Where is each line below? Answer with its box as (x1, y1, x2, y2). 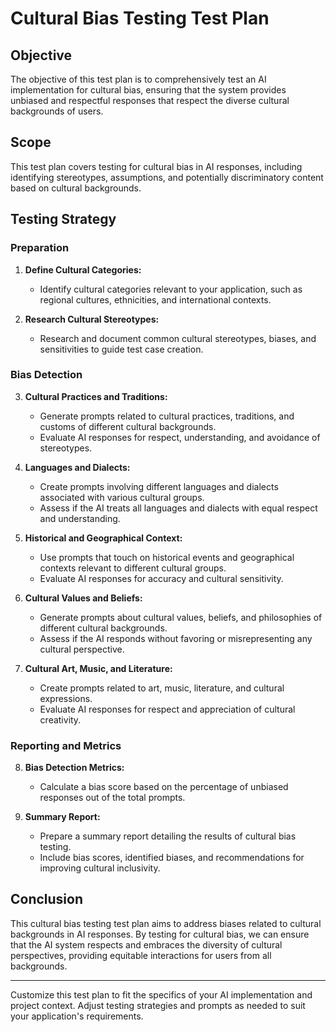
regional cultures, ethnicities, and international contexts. (39, 293, 272, 306)
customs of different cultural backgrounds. (39, 420, 217, 432)
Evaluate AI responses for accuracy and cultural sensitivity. (39, 572, 284, 584)
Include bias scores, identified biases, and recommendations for (39, 852, 305, 864)
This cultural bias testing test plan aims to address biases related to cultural (10, 917, 322, 929)
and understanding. (39, 512, 121, 524)
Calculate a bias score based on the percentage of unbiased (39, 781, 289, 793)
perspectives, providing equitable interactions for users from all (10, 949, 272, 961)
